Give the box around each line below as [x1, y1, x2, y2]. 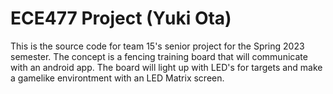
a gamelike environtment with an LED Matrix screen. [10, 72, 225, 84]
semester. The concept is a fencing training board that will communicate [10, 50, 308, 62]
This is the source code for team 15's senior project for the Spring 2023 [10, 40, 305, 52]
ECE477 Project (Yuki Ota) [10, 7, 232, 30]
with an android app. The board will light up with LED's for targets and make [10, 61, 323, 73]
